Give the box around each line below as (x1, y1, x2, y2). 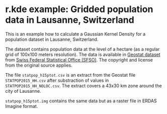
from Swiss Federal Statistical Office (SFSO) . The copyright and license (5, 56, 153, 63)
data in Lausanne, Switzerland (5, 14, 134, 26)
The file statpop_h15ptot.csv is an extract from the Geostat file (5, 72, 136, 78)
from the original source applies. (5, 62, 72, 68)
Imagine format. (5, 103, 38, 109)
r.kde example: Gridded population (5, 4, 153, 15)
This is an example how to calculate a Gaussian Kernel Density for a (5, 31, 146, 37)
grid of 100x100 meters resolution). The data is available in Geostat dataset (5, 51, 160, 58)
